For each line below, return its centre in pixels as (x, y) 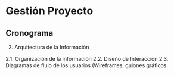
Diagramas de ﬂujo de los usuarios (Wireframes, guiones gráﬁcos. (87, 65)
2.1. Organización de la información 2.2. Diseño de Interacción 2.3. (87, 59)
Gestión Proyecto (49, 11)
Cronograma (29, 33)
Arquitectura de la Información (52, 47)
